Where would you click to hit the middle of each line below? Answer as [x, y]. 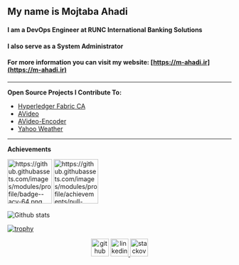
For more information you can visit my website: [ [80, 63]
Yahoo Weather [40, 129]
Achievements [30, 149]
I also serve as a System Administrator [65, 46]
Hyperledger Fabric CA [52, 106]
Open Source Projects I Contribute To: [65, 92]
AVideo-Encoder [42, 121]
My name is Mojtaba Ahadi [68, 12]
